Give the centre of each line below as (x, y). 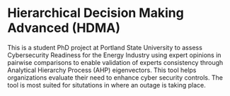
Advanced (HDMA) (64, 28)
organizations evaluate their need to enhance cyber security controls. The (115, 77)
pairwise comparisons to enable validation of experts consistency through (115, 62)
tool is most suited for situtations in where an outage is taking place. (107, 85)
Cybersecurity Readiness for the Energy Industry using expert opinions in (114, 55)
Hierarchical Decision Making (96, 13)
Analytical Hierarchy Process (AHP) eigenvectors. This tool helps (102, 70)
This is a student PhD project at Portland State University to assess (105, 47)
